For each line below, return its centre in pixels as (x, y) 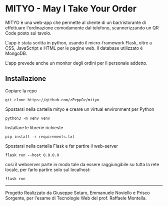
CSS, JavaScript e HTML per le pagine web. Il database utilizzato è (74, 48)
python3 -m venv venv (28, 118)
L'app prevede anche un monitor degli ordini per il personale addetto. (76, 63)
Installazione (26, 79)
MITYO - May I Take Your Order (71, 9)
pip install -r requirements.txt (40, 137)
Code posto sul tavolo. (28, 33)
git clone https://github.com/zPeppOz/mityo (52, 100)
